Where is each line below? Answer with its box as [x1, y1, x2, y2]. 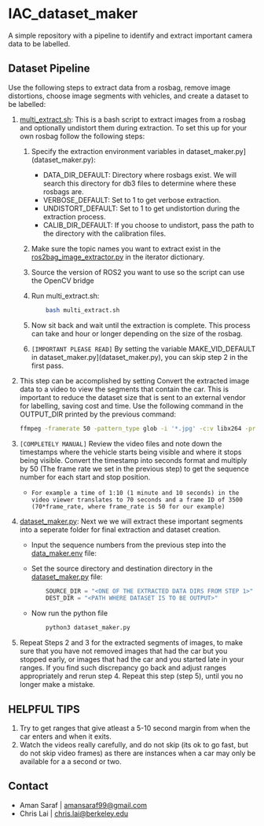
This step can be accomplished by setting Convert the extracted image [19, 376, 250, 385]
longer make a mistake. [19, 680, 96, 689]
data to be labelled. [8, 39, 71, 48]
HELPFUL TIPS [8, 703, 80, 716]
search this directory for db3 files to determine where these [42, 178, 236, 188]
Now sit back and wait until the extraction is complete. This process [31, 320, 251, 330]
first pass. [31, 361, 64, 370]
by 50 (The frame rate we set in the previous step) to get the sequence [19, 464, 249, 473]
